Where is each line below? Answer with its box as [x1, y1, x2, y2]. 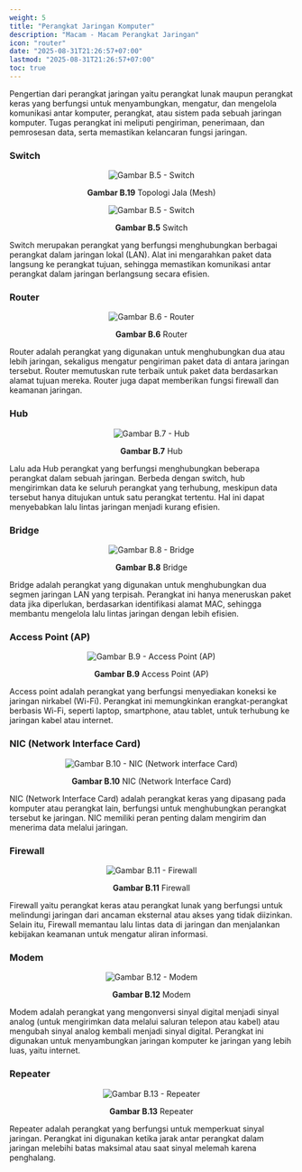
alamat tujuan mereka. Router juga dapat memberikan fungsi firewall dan [9, 376, 279, 386]
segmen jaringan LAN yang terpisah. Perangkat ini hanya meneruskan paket [9, 589, 291, 600]
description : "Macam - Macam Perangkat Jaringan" [9, 30, 200, 39]
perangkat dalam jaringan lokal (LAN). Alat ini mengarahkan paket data [9, 249, 272, 260]
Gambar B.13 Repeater [109, 1105, 194, 1116]
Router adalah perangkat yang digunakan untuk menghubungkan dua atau [9, 347, 286, 358]
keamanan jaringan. [9, 385, 83, 395]
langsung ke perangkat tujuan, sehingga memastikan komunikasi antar [9, 259, 271, 270]
